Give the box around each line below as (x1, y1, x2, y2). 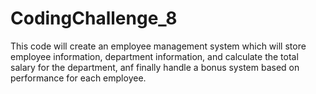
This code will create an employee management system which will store (10, 40, 307, 52)
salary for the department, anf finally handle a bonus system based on (10, 61, 300, 73)
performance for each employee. (10, 72, 147, 84)
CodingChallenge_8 (10, 7, 178, 30)
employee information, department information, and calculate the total (10, 50, 299, 62)
